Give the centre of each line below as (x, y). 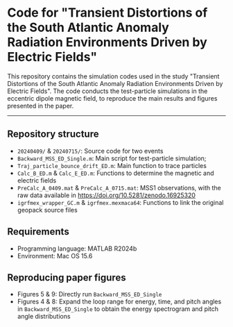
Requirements (38, 232)
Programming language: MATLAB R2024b (77, 249)
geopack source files (47, 210)
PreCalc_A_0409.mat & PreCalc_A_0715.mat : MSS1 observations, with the (119, 187)
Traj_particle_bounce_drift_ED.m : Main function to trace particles (112, 165)
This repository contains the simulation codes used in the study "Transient (113, 76)
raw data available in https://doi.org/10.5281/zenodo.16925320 (106, 195)
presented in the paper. (41, 106)
